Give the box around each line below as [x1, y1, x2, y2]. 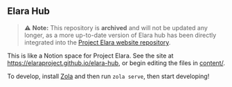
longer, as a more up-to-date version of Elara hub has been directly [24, 31, 217, 39]
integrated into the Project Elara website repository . [24, 38, 171, 47]
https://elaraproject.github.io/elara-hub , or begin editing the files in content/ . [7, 58, 225, 67]
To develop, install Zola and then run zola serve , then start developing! [7, 72, 210, 80]
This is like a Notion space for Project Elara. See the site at [7, 51, 174, 60]
